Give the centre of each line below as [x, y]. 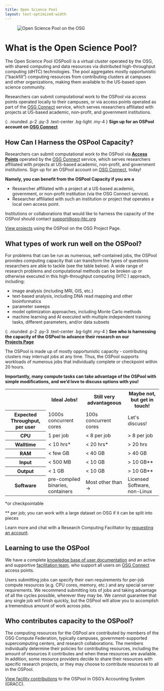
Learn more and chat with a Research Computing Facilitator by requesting [79, 528]
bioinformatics [27, 302]
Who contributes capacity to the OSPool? [69, 621]
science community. [25, 87]
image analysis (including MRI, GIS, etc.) [53, 291]
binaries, [58, 485]
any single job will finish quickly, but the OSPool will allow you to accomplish [82, 600]
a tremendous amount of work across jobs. [48, 605]
